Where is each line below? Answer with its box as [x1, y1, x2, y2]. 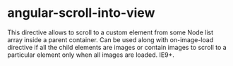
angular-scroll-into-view [7, 5, 155, 21]
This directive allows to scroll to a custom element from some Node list [7, 28, 214, 37]
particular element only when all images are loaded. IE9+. [7, 51, 175, 59]
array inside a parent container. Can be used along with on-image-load [7, 35, 214, 44]
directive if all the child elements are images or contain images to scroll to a [7, 43, 227, 51]
